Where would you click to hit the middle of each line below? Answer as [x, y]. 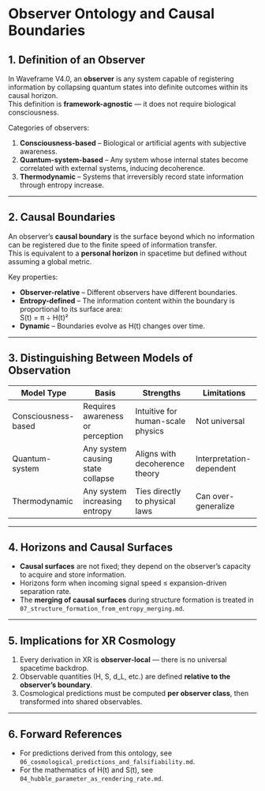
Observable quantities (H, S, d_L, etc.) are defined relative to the [125, 676]
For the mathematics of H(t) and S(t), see [86, 770]
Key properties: [33, 277]
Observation [39, 371]
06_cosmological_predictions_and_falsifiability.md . [107, 762]
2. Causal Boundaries [62, 217]
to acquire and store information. [73, 575]
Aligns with [156, 453]
